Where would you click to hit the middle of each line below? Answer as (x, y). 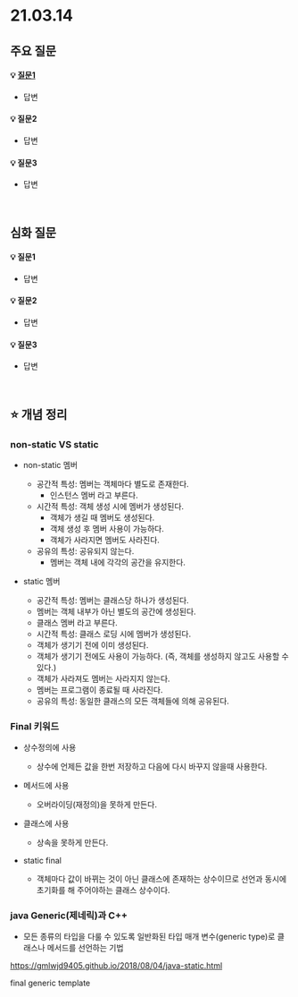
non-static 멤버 (50, 464)
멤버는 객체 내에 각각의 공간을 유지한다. (118, 562)
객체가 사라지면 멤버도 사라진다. (104, 540)
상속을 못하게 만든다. (72, 843)
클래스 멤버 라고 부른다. (77, 622)
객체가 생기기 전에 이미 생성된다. (92, 644)
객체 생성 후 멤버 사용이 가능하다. (107, 528)
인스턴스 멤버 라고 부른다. (94, 495)
